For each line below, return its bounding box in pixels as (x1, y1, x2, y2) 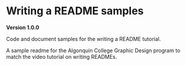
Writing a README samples (6, 4, 144, 18)
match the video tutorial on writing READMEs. (6, 53, 117, 60)
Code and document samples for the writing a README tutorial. (6, 35, 161, 42)
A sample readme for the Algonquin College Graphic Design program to (6, 46, 181, 54)
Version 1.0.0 (6, 24, 40, 31)
